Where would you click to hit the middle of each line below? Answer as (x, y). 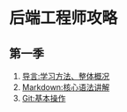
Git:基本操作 (44, 98)
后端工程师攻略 (63, 18)
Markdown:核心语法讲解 (66, 87)
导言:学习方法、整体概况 (66, 76)
